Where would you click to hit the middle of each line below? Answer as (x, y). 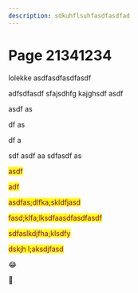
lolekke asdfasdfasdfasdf (50, 78)
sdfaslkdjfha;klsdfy (39, 233)
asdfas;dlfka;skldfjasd (45, 202)
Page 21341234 (60, 55)
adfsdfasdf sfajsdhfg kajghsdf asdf (66, 93)
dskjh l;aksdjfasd (36, 249)
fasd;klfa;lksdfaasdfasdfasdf (55, 218)
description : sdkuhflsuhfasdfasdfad (69, 16)
